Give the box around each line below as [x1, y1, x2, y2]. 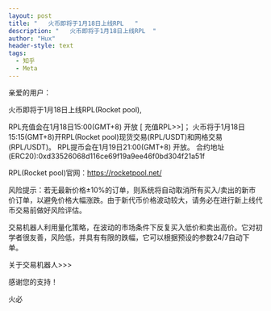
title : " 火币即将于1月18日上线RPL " [8, 19, 139, 27]
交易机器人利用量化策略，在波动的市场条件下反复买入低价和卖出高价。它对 [8, 222, 256, 232]
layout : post [8, 11, 52, 20]
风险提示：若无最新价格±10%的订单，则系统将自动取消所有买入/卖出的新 [8, 185, 249, 195]
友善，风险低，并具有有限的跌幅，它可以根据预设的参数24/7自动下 [29, 232, 250, 242]
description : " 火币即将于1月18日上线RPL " [8, 27, 157, 35]
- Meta [15, 65, 38, 73]
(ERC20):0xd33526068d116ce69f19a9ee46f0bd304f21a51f [8, 151, 206, 161]
